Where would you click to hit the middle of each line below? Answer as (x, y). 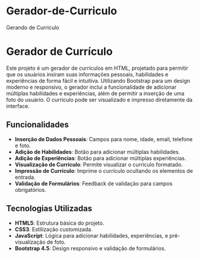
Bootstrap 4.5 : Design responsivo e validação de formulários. (90, 248)
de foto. (56, 242)
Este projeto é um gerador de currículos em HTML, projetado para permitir (97, 68)
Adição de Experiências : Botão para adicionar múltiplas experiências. (100, 158)
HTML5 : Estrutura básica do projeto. (59, 223)
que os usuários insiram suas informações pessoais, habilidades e (87, 74)
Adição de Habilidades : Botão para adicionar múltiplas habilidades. (97, 152)
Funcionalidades (38, 125)
